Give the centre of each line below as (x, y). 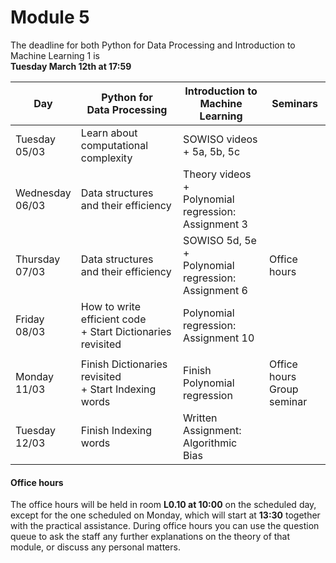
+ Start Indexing (118, 389)
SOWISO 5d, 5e (220, 240)
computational (114, 145)
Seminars (294, 103)
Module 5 (50, 17)
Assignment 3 (215, 224)
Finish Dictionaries (124, 364)
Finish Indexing (116, 430)
